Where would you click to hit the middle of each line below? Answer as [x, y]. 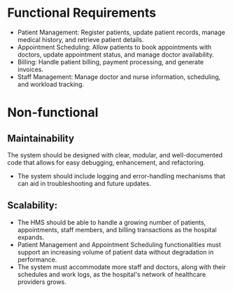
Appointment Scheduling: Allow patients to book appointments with [114, 47]
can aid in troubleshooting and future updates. [84, 183]
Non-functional [53, 113]
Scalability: [33, 205]
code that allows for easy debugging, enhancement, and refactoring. [106, 162]
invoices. [30, 69]
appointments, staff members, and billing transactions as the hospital [117, 229]
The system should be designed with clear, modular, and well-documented [115, 155]
